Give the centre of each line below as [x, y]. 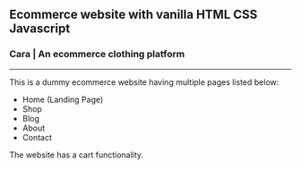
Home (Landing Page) [63, 99]
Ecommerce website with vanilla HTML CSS [133, 15]
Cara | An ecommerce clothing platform [97, 55]
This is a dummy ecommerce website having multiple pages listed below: [144, 82]
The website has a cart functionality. [77, 155]
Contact [37, 137]
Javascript [40, 29]
